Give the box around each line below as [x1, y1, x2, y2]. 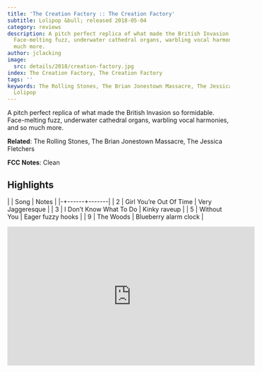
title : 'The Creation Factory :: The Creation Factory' [7, 10, 175, 18]
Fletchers [7, 145, 35, 153]
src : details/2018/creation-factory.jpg [13, 63, 134, 70]
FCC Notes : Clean [7, 158, 60, 167]
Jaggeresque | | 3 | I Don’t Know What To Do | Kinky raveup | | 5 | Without [7, 205, 222, 213]
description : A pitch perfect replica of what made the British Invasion [7, 30, 230, 37]
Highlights [7, 179, 54, 191]
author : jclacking [7, 50, 61, 57]
